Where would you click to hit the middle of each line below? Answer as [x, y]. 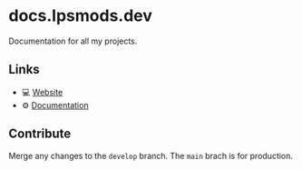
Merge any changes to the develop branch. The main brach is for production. [151, 155]
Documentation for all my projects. [73, 41]
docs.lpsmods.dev [81, 16]
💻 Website [42, 92]
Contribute [40, 134]
